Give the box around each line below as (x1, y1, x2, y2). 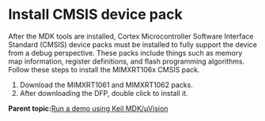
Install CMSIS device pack (8, 5, 184, 24)
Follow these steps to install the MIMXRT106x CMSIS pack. (8, 64, 200, 74)
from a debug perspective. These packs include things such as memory (8, 48, 243, 57)
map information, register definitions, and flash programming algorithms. (8, 57, 245, 66)
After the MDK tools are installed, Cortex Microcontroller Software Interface (8, 31, 254, 41)
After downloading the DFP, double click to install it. (19, 88, 188, 97)
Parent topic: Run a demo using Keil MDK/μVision (8, 104, 168, 113)
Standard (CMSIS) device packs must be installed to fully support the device (8, 39, 257, 49)
